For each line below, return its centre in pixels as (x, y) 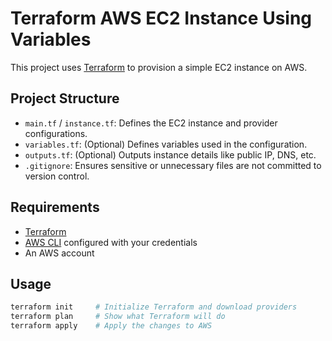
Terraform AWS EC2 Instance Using (161, 18)
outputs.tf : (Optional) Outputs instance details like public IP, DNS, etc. (170, 154)
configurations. (56, 133)
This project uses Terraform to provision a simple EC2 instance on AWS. (159, 67)
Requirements (55, 207)
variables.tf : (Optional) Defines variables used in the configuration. (166, 144)
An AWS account (59, 253)
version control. (57, 176)
